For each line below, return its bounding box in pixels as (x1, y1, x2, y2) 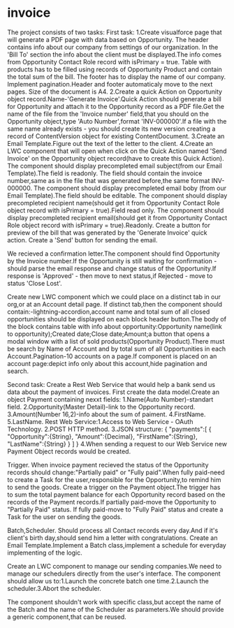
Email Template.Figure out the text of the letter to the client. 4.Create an (7, 139, 213, 147)
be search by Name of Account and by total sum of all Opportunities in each (7, 344, 226, 353)
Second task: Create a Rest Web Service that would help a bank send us (7, 380, 215, 388)
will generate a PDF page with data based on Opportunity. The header (7, 35, 209, 43)
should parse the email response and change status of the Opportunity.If (7, 264, 217, 272)
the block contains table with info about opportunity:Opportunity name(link (7, 322, 222, 330)
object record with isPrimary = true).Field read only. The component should (7, 206, 224, 214)
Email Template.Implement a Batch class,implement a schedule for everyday (7, 541, 227, 549)
